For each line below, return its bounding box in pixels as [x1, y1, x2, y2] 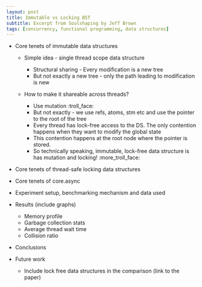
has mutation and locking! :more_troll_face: [33, 154, 140, 161]
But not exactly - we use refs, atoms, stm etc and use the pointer [33, 109, 195, 116]
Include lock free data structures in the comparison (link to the [24, 268, 180, 275]
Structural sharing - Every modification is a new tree [33, 66, 163, 73]
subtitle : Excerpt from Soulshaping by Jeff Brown [6, 20, 137, 26]
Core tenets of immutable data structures [15, 42, 118, 50]
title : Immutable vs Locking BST [6, 15, 91, 21]
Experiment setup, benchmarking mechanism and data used [15, 189, 166, 197]
